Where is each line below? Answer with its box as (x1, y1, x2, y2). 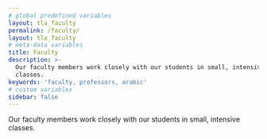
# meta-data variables (8, 41, 83, 49)
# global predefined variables (8, 11, 112, 20)
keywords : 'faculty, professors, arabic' (8, 78, 148, 86)
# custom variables (8, 85, 73, 94)
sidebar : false (8, 93, 59, 101)
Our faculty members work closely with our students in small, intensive (8, 114, 241, 124)
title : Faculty (8, 48, 59, 56)
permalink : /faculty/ (8, 26, 80, 34)
